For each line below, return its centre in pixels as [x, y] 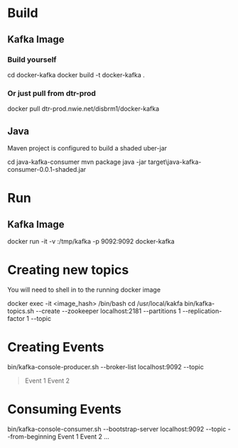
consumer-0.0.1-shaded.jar [47, 169]
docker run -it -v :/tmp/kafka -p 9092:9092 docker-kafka [91, 241]
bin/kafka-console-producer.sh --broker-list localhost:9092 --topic [106, 366]
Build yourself [32, 60]
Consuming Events [65, 409]
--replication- [202, 311]
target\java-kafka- [175, 162]
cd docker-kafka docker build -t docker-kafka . [76, 75]
